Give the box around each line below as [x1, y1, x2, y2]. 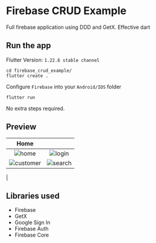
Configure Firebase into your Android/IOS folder [6, 83, 121, 90]
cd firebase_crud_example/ [6, 68, 72, 74]
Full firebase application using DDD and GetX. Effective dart [6, 24, 151, 31]
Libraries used [6, 191, 60, 201]
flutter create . [6, 72, 49, 79]
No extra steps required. [6, 105, 65, 112]
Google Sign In [14, 219, 51, 226]
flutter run [6, 94, 35, 101]
